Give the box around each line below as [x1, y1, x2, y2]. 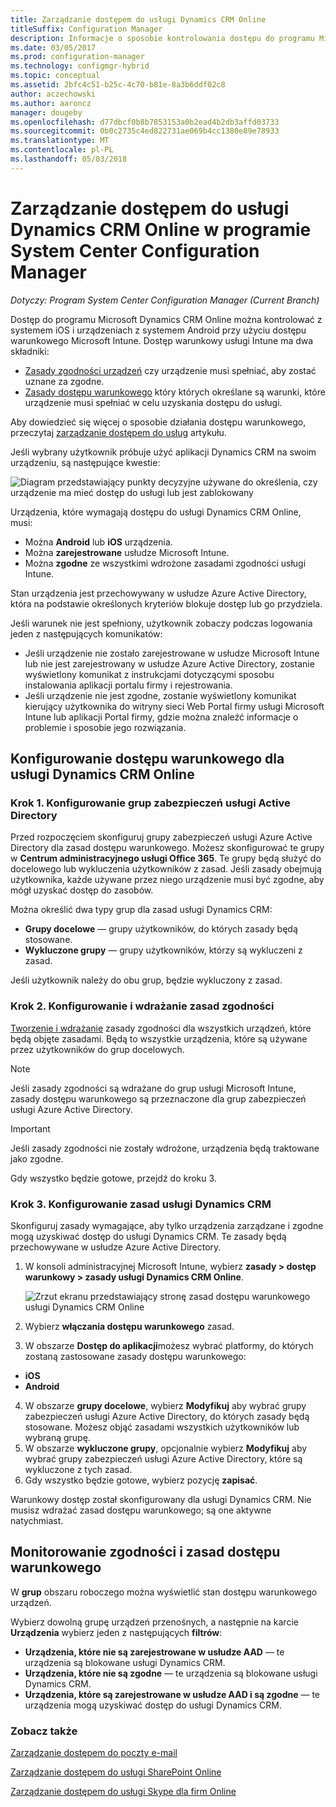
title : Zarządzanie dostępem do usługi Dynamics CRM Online [10, 14, 267, 25]
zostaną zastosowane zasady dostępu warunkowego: [24, 1350, 247, 1362]
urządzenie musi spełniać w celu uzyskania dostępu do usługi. [24, 396, 283, 408]
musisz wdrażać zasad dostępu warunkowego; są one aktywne [10, 1504, 272, 1516]
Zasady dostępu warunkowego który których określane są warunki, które [24, 386, 326, 398]
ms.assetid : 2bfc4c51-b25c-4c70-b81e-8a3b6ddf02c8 [10, 80, 226, 90]
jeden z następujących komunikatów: [10, 627, 163, 640]
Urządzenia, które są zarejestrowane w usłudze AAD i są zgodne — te [24, 1688, 321, 1700]
